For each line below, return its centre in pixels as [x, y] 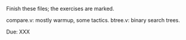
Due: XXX [18, 32]
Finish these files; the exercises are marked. [60, 9]
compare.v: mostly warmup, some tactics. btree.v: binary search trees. [93, 20]
